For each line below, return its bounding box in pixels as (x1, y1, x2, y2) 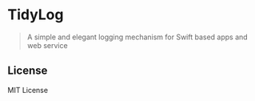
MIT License (7, 85, 49, 95)
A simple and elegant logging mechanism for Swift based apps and (26, 32, 249, 42)
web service (26, 40, 69, 50)
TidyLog (7, 6, 64, 24)
